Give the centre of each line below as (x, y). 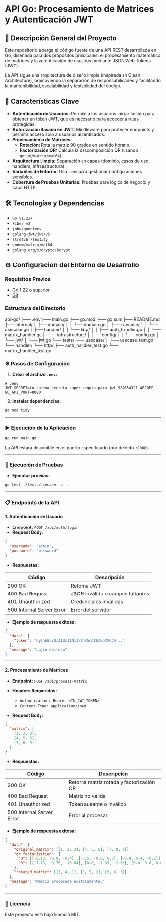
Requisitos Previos (28, 279)
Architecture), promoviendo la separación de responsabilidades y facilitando (83, 81)
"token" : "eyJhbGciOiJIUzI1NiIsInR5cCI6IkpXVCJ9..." (69, 640)
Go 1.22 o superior (31, 290)
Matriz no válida (87, 796)
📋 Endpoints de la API (32, 503)
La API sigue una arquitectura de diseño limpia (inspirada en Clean (73, 75)
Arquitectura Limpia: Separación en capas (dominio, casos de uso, (81, 161)
